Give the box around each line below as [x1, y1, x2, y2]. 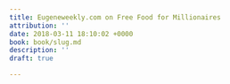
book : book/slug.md [9, 37, 82, 47]
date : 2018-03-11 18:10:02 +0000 [9, 29, 134, 38]
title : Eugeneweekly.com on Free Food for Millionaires [9, 12, 221, 22]
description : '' [9, 46, 70, 55]
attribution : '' [9, 21, 70, 30]
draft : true [9, 54, 53, 63]
